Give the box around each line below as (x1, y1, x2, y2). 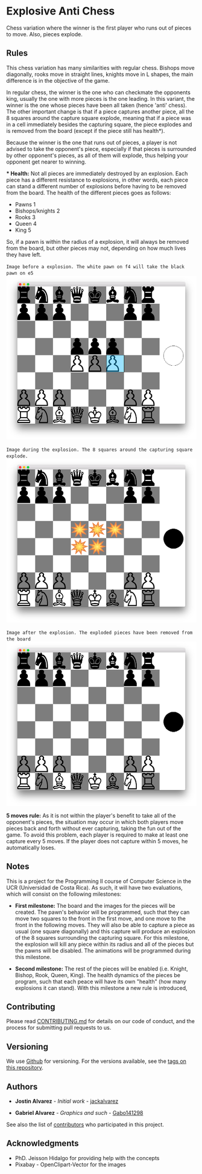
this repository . (6, 1064, 44, 1071)
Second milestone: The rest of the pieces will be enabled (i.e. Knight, (14, 965, 188, 972)
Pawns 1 (14, 200, 36, 208)
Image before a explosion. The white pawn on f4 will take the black (6, 264, 185, 270)
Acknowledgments (6, 1138, 80, 1149)
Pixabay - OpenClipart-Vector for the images (14, 1161, 127, 1168)
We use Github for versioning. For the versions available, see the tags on (6, 1058, 187, 1065)
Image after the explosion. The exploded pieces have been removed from (6, 630, 193, 636)
